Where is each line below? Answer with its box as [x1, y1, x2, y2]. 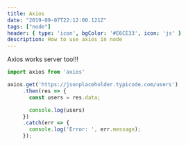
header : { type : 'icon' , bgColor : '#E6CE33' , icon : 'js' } [7, 29, 182, 37]
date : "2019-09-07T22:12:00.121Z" [7, 17, 108, 24]
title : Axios [7, 10, 45, 17]
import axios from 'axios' [7, 69, 85, 76]
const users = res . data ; [28, 94, 101, 101]
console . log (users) [28, 106, 85, 113]
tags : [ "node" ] [7, 23, 51, 30]
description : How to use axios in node [7, 36, 123, 43]
